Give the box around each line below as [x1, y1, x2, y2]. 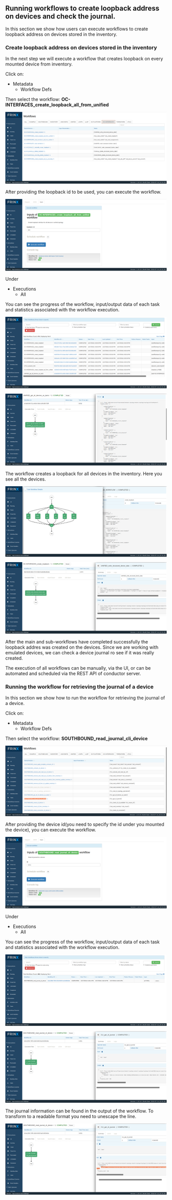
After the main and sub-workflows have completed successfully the [5, 639, 148, 645]
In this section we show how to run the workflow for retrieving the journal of [5, 695, 165, 701]
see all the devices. [5, 476, 46, 482]
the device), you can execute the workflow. [5, 826, 96, 833]
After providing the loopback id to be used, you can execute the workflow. [5, 189, 162, 195]
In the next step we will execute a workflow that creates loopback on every [5, 56, 163, 62]
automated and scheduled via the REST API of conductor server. [5, 671, 141, 677]
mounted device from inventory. [5, 61, 73, 67]
